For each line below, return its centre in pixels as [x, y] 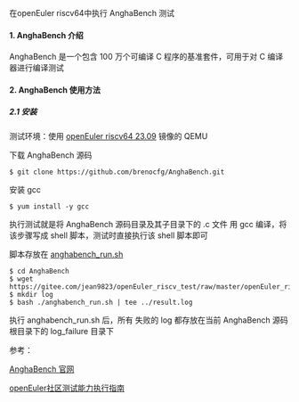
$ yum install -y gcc [49, 206]
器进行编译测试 [36, 68]
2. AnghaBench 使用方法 [55, 90]
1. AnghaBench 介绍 [47, 35]
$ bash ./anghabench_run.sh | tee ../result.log [101, 302]
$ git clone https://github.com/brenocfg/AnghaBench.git [117, 172]
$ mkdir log [31, 294]
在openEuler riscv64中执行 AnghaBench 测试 [92, 13]
